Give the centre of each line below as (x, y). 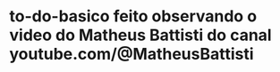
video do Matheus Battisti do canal (140, 35)
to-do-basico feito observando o (133, 16)
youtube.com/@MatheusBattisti (132, 54)
